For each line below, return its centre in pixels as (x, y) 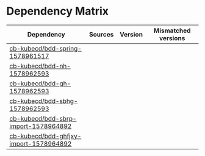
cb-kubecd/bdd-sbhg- (44, 101)
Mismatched (172, 30)
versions (172, 38)
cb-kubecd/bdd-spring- (46, 48)
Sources (101, 34)
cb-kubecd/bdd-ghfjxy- (45, 136)
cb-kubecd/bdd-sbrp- (43, 118)
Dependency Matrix (57, 11)
